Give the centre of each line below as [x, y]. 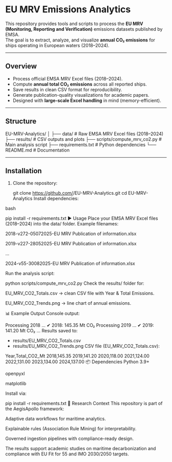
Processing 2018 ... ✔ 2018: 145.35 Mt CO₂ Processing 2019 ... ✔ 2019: [80, 325]
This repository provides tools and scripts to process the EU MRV [74, 24]
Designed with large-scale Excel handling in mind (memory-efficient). [87, 100]
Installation [24, 171]
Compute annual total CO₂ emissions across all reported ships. [80, 84]
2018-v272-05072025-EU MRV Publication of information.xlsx [71, 234]
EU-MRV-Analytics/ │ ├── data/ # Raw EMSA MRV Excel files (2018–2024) [84, 134]
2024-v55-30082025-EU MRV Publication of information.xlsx [70, 264]
